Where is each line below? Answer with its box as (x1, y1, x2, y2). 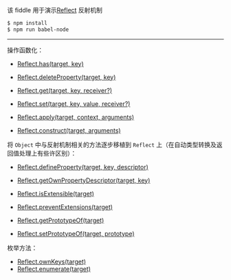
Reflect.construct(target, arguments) (16, 126, 122, 134)
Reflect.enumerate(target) (16, 264, 91, 273)
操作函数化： (7, 45, 43, 54)
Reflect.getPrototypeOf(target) (16, 216, 104, 224)
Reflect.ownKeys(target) (16, 257, 87, 266)
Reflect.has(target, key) (16, 59, 84, 67)
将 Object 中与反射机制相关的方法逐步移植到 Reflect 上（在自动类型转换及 (7, 140, 217, 149)
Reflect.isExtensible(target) (16, 189, 95, 197)
